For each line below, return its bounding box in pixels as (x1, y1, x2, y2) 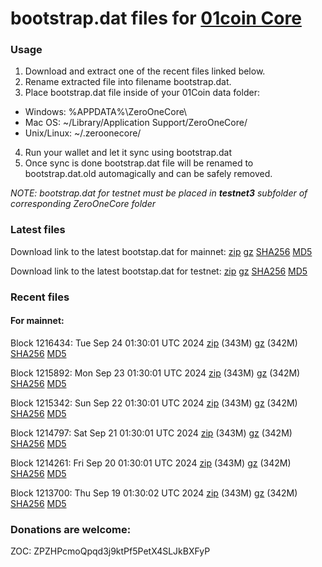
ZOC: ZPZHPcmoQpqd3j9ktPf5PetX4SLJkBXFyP (10, 545, 211, 557)
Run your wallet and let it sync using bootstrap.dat (24, 147, 233, 159)
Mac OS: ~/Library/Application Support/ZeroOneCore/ (24, 117, 248, 129)
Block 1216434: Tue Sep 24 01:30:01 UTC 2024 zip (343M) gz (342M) (10, 337, 298, 349)
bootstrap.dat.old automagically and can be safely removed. (24, 168, 273, 180)
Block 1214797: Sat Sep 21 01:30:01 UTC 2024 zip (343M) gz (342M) (10, 427, 293, 439)
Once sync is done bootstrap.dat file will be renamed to (24, 157, 254, 169)
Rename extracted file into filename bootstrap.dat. (24, 76, 232, 88)
